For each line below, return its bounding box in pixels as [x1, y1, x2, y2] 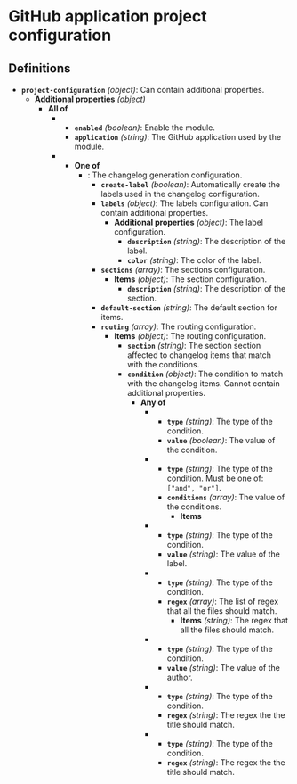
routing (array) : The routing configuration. [100, 321, 257, 332]
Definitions [8, 61, 71, 76]
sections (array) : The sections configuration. [100, 265, 266, 275]
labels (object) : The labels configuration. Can [100, 198, 269, 209]
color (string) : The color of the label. [127, 255, 261, 265]
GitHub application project [8, 6, 207, 27]
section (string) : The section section [127, 341, 261, 351]
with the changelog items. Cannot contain [127, 378, 281, 389]
